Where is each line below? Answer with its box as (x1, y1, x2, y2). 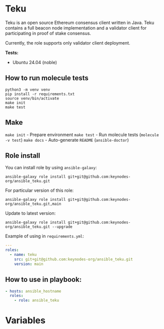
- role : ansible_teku (14, 298, 59, 303)
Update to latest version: (5, 210, 56, 216)
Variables (5, 315, 46, 326)
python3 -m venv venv (5, 87, 50, 92)
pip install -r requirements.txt (5, 91, 75, 97)
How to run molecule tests (5, 74, 89, 83)
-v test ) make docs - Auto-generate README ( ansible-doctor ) (5, 137, 129, 143)
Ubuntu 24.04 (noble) (12, 59, 57, 65)
